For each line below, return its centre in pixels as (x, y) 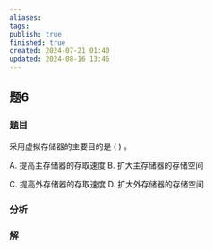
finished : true (38, 42)
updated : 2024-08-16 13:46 (60, 59)
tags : (19, 26)
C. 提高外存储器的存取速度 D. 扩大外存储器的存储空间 (106, 184)
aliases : (26, 17)
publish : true (36, 34)
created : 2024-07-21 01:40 (60, 51)
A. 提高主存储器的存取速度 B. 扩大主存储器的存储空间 (106, 165)
